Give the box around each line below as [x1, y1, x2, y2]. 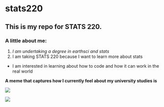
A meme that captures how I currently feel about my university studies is [5, 78, 158, 83]
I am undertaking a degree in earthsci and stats [12, 48, 109, 54]
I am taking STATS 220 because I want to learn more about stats [12, 53, 143, 59]
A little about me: [5, 37, 47, 44]
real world [12, 68, 33, 74]
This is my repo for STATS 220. [5, 23, 102, 31]
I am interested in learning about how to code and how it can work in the [12, 63, 159, 69]
